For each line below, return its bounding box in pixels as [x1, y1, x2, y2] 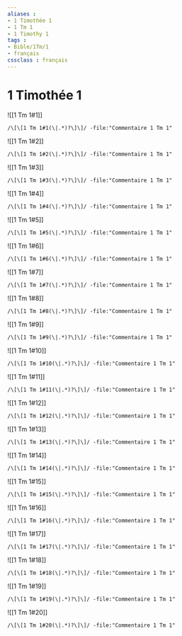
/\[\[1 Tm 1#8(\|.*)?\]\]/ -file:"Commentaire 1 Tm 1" [7, 307, 173, 314]
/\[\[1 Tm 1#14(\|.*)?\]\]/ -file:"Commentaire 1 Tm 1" [7, 464, 176, 472]
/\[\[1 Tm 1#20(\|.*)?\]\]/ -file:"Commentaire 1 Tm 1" [7, 622, 176, 629]
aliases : [7, 10, 37, 18]
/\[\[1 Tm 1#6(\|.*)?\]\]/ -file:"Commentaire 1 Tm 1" [7, 255, 173, 263]
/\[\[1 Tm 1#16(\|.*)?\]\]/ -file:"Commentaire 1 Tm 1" [7, 517, 176, 524]
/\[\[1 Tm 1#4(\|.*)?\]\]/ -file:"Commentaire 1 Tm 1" [7, 203, 173, 210]
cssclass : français [7, 57, 69, 64]
